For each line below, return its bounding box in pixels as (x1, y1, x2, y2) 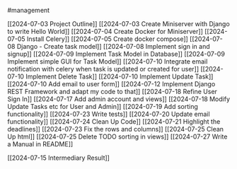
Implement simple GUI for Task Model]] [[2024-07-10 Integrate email (7, 57, 208, 66)
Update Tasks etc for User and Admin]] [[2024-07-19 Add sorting (7, 103, 198, 110)
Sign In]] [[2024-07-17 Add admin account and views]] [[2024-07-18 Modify (7, 95, 231, 103)
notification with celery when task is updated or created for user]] (7, 65, 200, 73)
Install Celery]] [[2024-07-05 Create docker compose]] (26, 35, 189, 43)
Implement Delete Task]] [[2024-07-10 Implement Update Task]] (25, 72, 214, 81)
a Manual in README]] (7, 140, 74, 148)
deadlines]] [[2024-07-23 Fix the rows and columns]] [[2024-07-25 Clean (7, 125, 224, 133)
